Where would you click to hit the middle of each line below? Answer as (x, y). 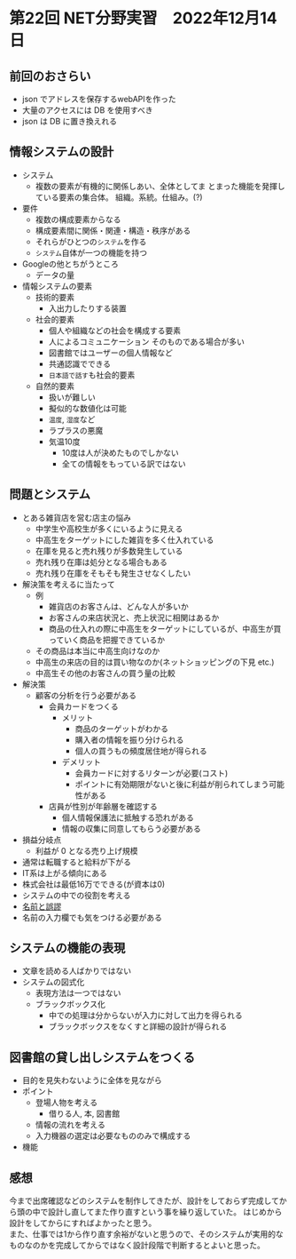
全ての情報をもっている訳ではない (124, 464)
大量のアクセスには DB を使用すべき (87, 110)
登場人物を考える (66, 1103)
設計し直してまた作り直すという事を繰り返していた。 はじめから (165, 1212)
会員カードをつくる (84, 706)
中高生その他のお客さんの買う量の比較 (105, 673)
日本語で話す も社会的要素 (92, 375)
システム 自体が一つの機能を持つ (91, 252)
